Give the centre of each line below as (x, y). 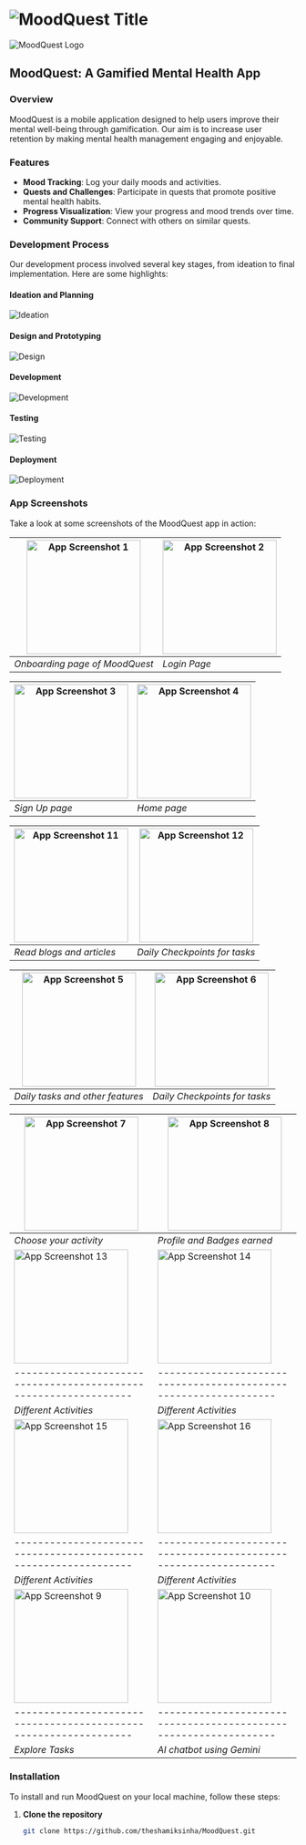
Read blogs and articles (65, 952)
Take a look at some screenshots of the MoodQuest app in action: (133, 523)
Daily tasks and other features (79, 1096)
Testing (24, 418)
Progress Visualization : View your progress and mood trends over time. (158, 211)
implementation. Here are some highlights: (89, 274)
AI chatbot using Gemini (209, 1749)
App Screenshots (49, 503)
